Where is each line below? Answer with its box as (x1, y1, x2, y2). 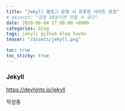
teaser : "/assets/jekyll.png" (6, 36, 82, 42)
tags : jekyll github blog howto (6, 31, 86, 37)
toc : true (6, 47, 31, 54)
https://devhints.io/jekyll (6, 86, 65, 93)
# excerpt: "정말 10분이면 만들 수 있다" (6, 14, 98, 20)
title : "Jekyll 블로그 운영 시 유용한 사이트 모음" (6, 8, 120, 15)
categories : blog (6, 25, 49, 32)
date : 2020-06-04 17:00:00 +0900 (6, 20, 89, 26)
